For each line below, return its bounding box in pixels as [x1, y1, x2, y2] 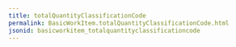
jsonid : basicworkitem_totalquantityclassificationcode [8, 26, 200, 34]
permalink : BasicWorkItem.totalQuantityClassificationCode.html [8, 19, 230, 27]
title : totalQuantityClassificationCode [8, 11, 147, 20]
